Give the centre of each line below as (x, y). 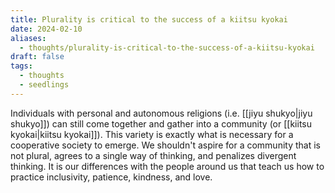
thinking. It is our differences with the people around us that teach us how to (167, 166)
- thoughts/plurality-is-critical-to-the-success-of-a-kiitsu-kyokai (167, 47)
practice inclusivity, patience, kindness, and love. (111, 177)
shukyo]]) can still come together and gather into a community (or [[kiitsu (161, 123)
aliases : (28, 38)
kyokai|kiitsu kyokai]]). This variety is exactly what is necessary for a (152, 134)
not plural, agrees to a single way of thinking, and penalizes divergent (153, 155)
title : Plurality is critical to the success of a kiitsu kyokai (149, 19)
